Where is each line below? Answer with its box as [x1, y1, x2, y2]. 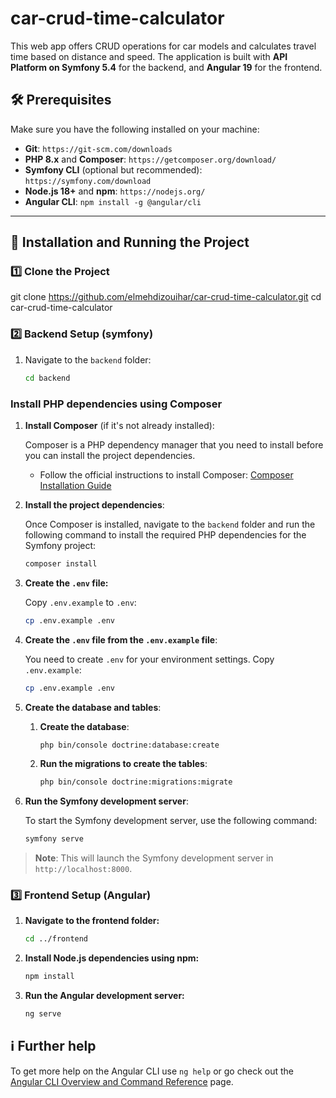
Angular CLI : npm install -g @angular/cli [24, 195, 202, 207]
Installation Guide [39, 479, 112, 491]
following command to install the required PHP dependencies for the [24, 528, 307, 541]
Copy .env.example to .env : [24, 596, 137, 608]
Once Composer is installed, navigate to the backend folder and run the [24, 518, 316, 530]
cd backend [24, 373, 71, 383]
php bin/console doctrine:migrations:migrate [39, 777, 233, 787]
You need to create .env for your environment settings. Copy [24, 653, 275, 665]
